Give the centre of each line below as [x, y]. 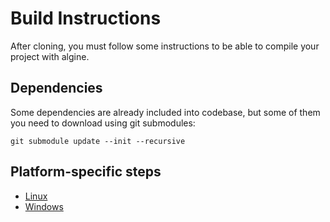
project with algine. [50, 56]
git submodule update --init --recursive [98, 141]
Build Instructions [86, 18]
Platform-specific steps [86, 172]
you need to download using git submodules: [103, 123]
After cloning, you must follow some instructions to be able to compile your [165, 46]
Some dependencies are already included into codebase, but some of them [165, 112]
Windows [44, 206]
